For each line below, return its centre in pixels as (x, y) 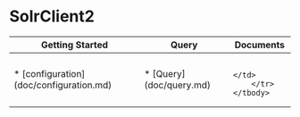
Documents (260, 45)
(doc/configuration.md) (63, 85)
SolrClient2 (52, 17)
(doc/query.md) (178, 85)
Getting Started (75, 45)
